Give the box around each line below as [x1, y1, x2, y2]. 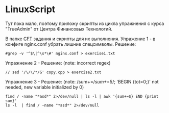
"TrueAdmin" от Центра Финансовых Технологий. [5, 25, 113, 32]
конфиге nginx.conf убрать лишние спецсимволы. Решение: [5, 41, 136, 47]
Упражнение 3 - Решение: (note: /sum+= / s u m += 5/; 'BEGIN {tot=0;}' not [5, 78, 159, 84]
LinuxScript [5, 4, 56, 15]
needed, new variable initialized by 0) [5, 84, 84, 90]
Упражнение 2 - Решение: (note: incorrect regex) [5, 60, 111, 66]
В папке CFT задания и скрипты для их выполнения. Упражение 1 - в [5, 36, 156, 42]
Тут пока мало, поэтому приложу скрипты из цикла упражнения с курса [5, 20, 164, 26]
